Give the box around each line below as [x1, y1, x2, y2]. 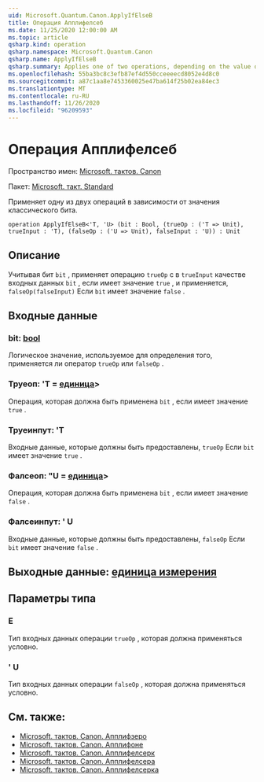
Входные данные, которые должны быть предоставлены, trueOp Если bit [8, 442, 255, 452]
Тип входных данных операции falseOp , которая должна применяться [8, 680, 246, 688]
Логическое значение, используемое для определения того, [8, 351, 213, 360]
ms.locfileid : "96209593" [8, 107, 93, 115]
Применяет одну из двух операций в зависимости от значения [8, 197, 220, 206]
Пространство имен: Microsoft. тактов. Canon [8, 166, 162, 175]
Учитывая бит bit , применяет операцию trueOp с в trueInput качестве [8, 269, 246, 279]
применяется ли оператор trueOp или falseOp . [8, 359, 164, 368]
